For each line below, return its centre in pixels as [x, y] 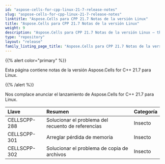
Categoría [146, 111]
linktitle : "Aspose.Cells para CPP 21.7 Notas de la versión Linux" [77, 19]
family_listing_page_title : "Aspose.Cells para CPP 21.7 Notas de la [78, 46]
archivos [56, 154]
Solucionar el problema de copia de [87, 148]
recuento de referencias [74, 126]
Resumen [58, 111]
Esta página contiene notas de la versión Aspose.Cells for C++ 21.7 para [78, 70]
